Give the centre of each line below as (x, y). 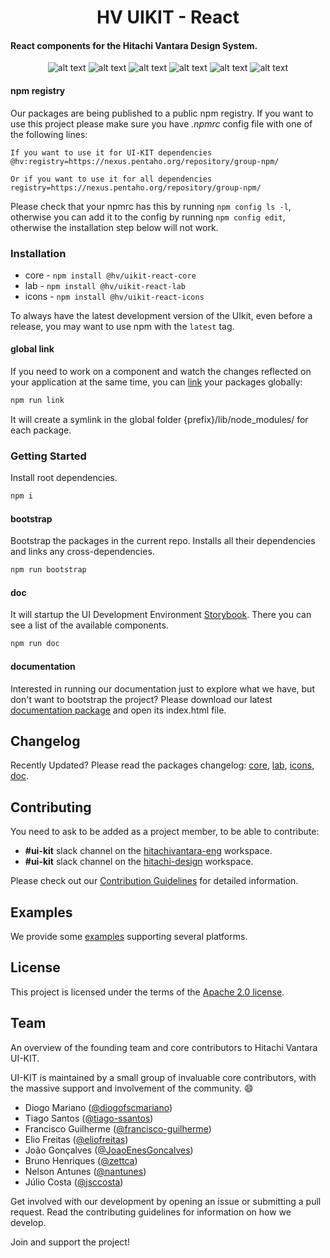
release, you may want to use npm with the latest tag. (122, 326)
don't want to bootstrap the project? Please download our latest (141, 699)
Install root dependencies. (64, 478)
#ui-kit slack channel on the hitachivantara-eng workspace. (148, 851)
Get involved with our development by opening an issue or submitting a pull (166, 1201)
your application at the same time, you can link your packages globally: (156, 382)
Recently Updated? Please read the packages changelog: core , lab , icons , (162, 765)
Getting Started (48, 456)
